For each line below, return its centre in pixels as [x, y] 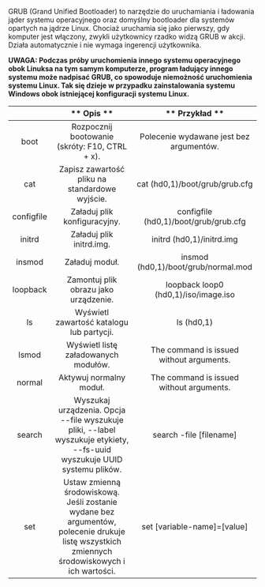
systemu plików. [92, 469]
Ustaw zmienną [91, 482]
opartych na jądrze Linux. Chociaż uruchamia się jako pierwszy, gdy [119, 28]
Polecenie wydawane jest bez [194, 136]
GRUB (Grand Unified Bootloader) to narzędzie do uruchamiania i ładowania [131, 11]
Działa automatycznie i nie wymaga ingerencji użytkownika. [105, 45]
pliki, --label [92, 430]
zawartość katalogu [91, 322]
